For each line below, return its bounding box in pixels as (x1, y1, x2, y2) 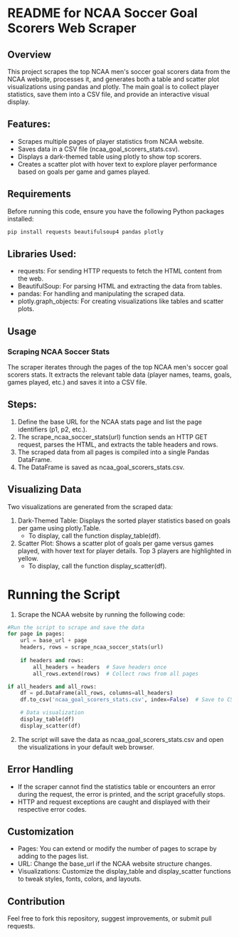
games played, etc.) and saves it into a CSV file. (7, 378, 147, 386)
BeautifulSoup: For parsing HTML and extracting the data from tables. (17, 282, 223, 290)
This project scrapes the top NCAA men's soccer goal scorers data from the (7, 68, 230, 75)
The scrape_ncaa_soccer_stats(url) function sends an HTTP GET (17, 432, 208, 441)
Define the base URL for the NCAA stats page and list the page (17, 417, 203, 426)
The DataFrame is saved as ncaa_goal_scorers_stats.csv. (17, 463, 185, 471)
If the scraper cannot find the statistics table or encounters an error (17, 782, 216, 791)
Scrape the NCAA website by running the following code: (17, 610, 185, 619)
